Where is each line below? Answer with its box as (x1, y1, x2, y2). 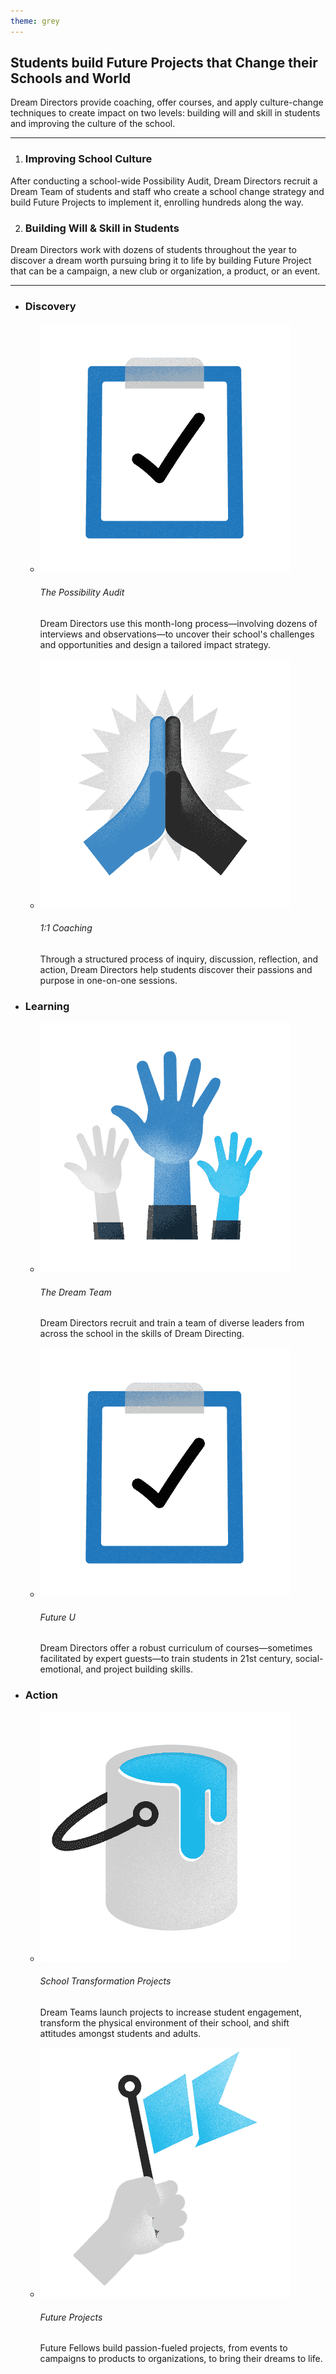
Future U (39, 1611, 77, 1623)
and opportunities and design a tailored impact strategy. (39, 638, 272, 650)
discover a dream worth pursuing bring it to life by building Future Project (10, 255, 312, 267)
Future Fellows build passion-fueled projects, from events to (39, 2342, 288, 2354)
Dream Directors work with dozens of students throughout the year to (10, 244, 297, 256)
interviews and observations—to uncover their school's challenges (39, 628, 315, 640)
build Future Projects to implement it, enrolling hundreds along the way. (10, 196, 304, 208)
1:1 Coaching (39, 922, 93, 934)
